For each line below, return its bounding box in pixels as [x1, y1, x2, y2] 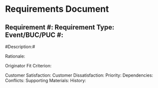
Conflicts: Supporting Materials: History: [5, 78, 86, 83]
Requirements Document [5, 3, 109, 15]
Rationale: [5, 53, 26, 59]
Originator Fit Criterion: [5, 63, 52, 68]
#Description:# [5, 44, 35, 50]
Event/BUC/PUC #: [5, 30, 64, 39]
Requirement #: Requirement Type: [5, 23, 114, 31]
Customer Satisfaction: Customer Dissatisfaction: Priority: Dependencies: [5, 72, 154, 78]
